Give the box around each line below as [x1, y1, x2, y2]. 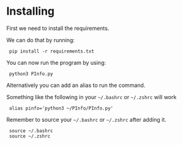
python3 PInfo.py [9, 70, 53, 77]
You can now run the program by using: [6, 59, 106, 66]
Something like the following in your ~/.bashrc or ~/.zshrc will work [6, 93, 177, 100]
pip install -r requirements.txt [9, 48, 95, 54]
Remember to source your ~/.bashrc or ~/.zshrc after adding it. [6, 116, 166, 123]
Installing [6, 4, 55, 18]
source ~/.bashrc [9, 127, 53, 134]
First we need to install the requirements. [6, 24, 110, 32]
